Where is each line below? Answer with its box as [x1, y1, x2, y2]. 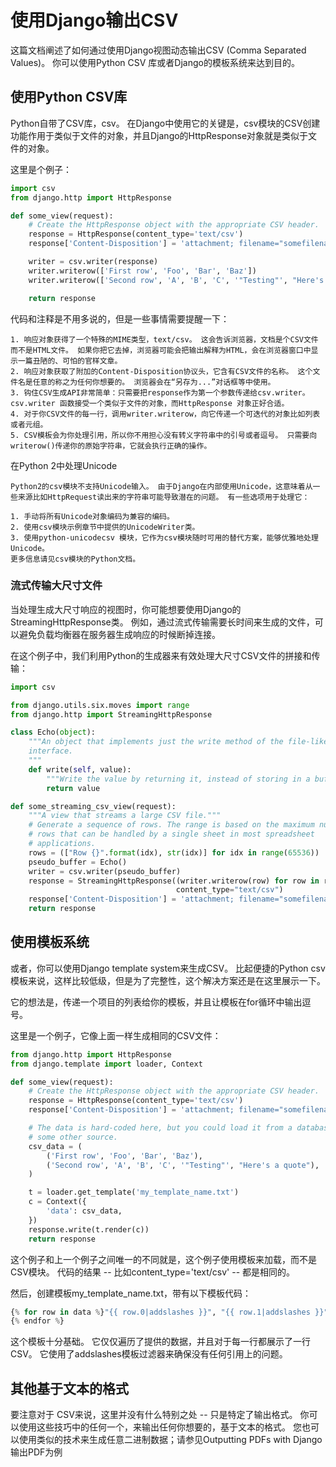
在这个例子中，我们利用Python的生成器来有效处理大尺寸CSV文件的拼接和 [10, 649, 312, 661]
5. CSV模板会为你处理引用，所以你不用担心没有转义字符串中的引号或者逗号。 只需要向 [10, 430, 318, 440]
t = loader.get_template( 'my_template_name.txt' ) [28, 1187, 240, 1198]
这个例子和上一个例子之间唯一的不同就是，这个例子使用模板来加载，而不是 [10, 1253, 317, 1265]
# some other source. [28, 1132, 118, 1142]
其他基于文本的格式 [10, 1380, 129, 1397]
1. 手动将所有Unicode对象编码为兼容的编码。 [10, 511, 175, 521]
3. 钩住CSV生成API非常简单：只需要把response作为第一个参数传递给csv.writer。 [10, 387, 310, 398]
